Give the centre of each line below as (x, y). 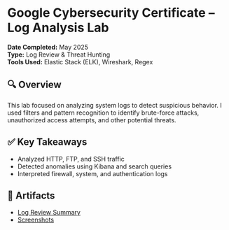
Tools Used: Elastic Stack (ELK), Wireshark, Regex (80, 62)
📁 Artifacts (31, 195)
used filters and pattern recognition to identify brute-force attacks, (103, 113)
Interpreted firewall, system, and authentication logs (92, 173)
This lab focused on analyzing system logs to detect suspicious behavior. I (114, 105)
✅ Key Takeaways (47, 142)
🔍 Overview (34, 85)
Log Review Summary (49, 213)
